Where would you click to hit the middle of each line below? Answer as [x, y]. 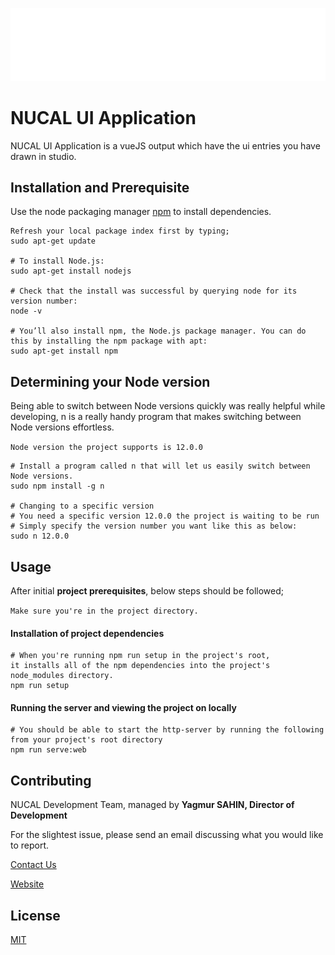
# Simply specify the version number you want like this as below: [154, 526]
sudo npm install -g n [57, 486]
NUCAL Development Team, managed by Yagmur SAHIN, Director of [152, 805]
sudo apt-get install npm [64, 351]
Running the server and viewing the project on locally [123, 707]
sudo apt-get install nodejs [71, 271]
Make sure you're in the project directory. [104, 611]
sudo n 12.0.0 [40, 536]
